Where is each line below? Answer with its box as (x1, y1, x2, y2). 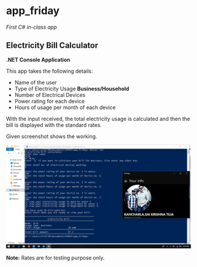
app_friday (6, 4, 60, 18)
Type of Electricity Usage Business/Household (14, 85, 130, 92)
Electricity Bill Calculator (6, 40, 98, 50)
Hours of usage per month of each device (14, 104, 116, 111)
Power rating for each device (14, 97, 85, 104)
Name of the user (14, 79, 57, 86)
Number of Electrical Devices (14, 91, 86, 98)
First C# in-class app (6, 23, 57, 31)
